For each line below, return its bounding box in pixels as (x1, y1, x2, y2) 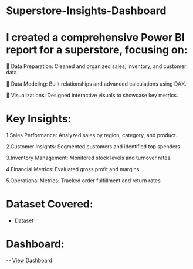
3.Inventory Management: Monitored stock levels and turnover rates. (6, 154, 172, 162)
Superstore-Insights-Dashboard (6, 4, 167, 18)
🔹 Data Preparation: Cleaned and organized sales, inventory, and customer (6, 63, 187, 70)
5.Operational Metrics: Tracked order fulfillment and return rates (6, 177, 161, 184)
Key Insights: (6, 113, 72, 125)
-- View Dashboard (6, 257, 53, 264)
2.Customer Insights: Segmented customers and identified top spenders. (6, 143, 182, 150)
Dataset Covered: (6, 198, 94, 211)
